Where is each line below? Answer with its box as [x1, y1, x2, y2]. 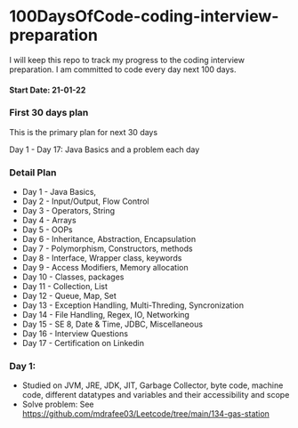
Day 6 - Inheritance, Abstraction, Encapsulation [21, 234, 197, 245]
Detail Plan [9, 166, 57, 179]
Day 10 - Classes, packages [21, 271, 125, 282]
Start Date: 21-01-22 [9, 85, 86, 95]
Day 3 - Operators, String [21, 206, 116, 216]
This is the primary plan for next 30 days [9, 126, 158, 137]
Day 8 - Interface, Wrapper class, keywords [21, 253, 182, 263]
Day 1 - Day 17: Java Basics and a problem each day [9, 144, 200, 155]
